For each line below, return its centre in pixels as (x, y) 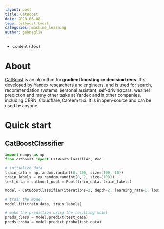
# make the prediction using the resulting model (57, 213)
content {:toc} (26, 46)
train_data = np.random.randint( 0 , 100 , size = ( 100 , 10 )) (64, 172)
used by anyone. (22, 105)
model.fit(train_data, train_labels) (43, 204)
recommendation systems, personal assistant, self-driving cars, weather (78, 90)
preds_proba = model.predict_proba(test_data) (53, 222)
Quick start (28, 126)
